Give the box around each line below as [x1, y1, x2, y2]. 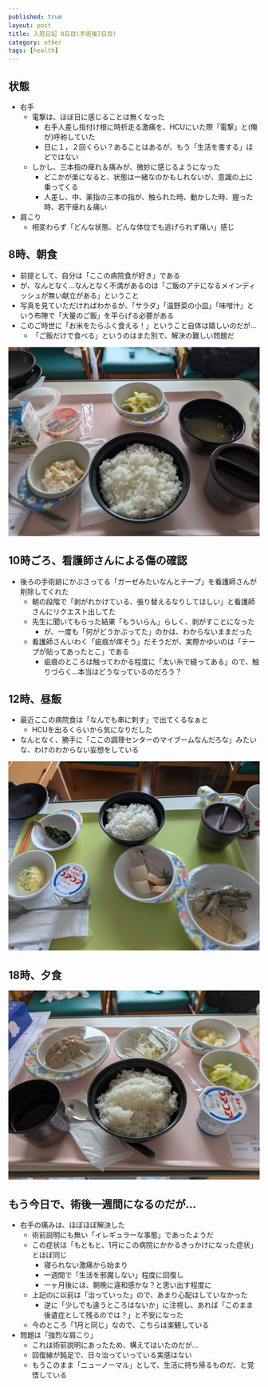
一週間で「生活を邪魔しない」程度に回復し [43, 1270, 184, 1280]
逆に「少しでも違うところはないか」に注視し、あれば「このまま [43, 1301, 254, 1309]
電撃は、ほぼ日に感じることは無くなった [31, 112, 165, 122]
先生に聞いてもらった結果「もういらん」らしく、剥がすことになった [31, 616, 255, 626]
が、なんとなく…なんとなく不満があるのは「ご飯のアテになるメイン [19, 280, 242, 290]
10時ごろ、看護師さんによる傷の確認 [8, 554, 187, 567]
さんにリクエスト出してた [31, 607, 116, 616]
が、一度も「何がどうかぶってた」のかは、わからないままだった [43, 627, 253, 636]
